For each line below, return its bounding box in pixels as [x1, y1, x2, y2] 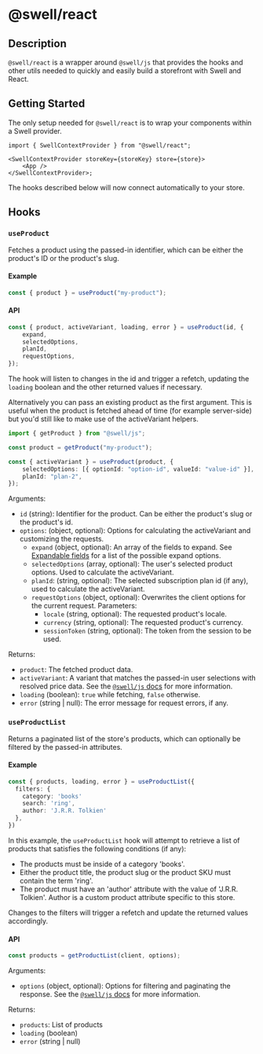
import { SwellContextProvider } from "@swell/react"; [8, 141, 192, 149]
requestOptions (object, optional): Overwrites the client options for [31, 593, 246, 602]
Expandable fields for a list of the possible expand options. [31, 551, 221, 560]
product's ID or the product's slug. [8, 253, 119, 263]
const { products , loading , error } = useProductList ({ [8, 777, 195, 785]
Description [8, 37, 67, 50]
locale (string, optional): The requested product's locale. [42, 609, 228, 619]
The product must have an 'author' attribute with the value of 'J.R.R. [19, 884, 239, 894]
